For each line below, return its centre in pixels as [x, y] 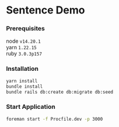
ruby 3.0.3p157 [24, 54]
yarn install [22, 81]
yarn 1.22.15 [21, 47]
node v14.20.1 [23, 41]
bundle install [24, 86]
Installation [22, 69]
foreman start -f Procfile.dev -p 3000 [55, 119]
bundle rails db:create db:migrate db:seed [60, 92]
